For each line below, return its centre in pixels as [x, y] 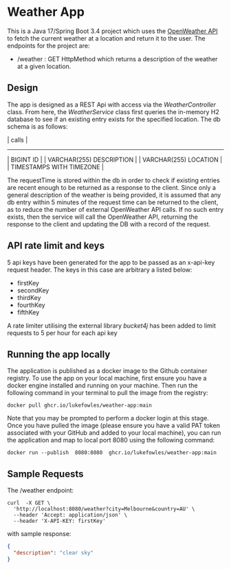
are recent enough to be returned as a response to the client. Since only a [112, 187]
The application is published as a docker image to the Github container [107, 371]
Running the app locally [59, 354]
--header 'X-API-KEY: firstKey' [60, 521]
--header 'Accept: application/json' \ [70, 515]
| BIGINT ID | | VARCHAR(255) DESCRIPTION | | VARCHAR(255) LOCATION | [115, 160]
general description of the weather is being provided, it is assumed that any [114, 195]
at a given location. [44, 66]
